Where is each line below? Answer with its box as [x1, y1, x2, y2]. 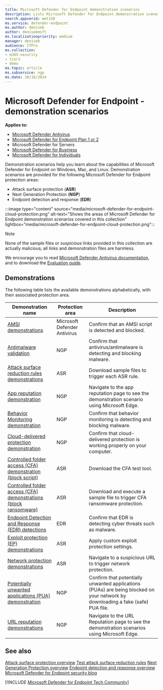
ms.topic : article [5, 66, 42, 71]
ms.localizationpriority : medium [5, 34, 73, 39]
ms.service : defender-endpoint [5, 20, 68, 26]
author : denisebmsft [5, 30, 47, 34]
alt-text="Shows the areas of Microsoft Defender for [50, 211, 155, 217]
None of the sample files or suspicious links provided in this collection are [5, 240, 153, 246]
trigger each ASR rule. [89, 373, 139, 380]
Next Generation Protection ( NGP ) [12, 191, 81, 197]
